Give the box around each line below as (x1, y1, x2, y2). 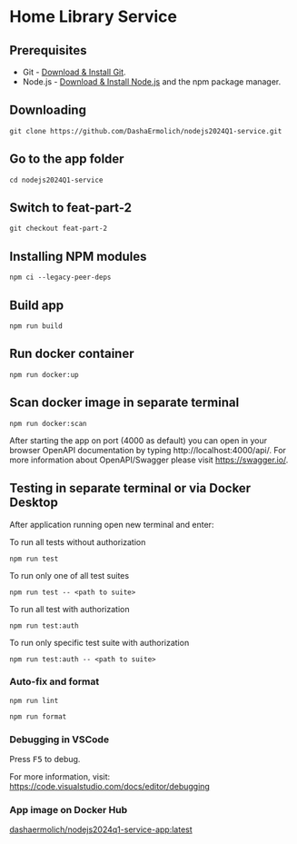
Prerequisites (9, 43, 87, 58)
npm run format (9, 711, 67, 721)
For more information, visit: (9, 771, 111, 782)
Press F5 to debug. (9, 754, 81, 765)
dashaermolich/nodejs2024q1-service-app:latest (9, 824, 193, 835)
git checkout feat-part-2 (9, 224, 107, 233)
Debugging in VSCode (9, 733, 110, 746)
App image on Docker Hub (9, 804, 128, 817)
